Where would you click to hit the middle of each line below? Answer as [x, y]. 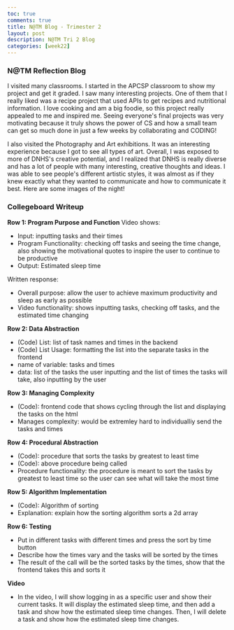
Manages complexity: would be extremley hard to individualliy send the [119, 421]
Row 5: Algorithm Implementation [57, 491]
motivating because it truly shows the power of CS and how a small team [112, 123]
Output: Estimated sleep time [59, 265]
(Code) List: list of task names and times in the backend [97, 342]
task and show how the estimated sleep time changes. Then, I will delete [122, 611]
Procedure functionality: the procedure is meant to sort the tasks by [115, 470]
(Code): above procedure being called [72, 463]
